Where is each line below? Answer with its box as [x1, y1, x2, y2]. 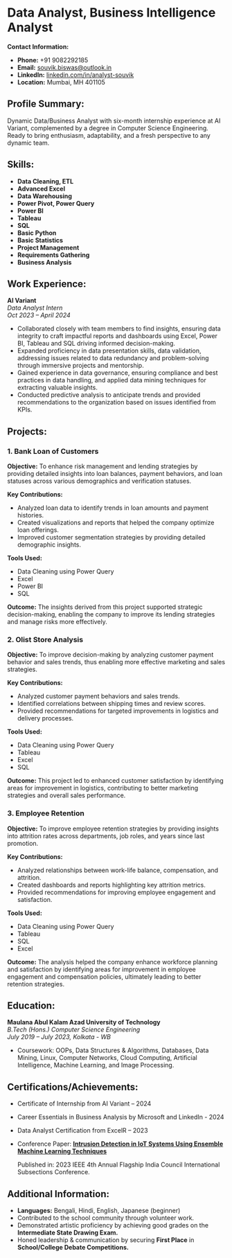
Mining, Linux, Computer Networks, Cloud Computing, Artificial [17, 1054, 197, 1062]
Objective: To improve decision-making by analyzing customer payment [7, 650, 214, 659]
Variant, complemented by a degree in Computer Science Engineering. [7, 123, 209, 132]
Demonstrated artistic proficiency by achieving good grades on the [17, 1221, 209, 1230]
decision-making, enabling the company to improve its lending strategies [7, 610, 215, 619]
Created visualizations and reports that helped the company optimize [17, 518, 215, 527]
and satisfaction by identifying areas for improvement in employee [7, 965, 196, 973]
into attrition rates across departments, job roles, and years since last [7, 831, 205, 840]
